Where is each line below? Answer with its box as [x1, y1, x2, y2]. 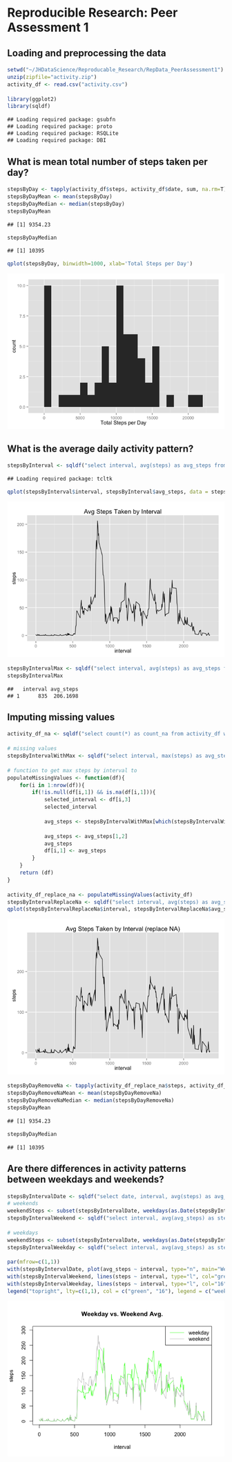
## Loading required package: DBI [7, 137, 107, 144]
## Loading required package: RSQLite [7, 130, 119, 137]
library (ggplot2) [7, 96, 57, 102]
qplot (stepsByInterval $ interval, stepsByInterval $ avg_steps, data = [7, 488, 209, 495]
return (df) [19, 869, 54, 877]
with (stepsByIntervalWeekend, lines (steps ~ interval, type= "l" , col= [7, 1273, 215, 1281]
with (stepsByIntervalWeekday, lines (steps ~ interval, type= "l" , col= [7, 1281, 215, 1287]
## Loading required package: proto [7, 123, 113, 130]
